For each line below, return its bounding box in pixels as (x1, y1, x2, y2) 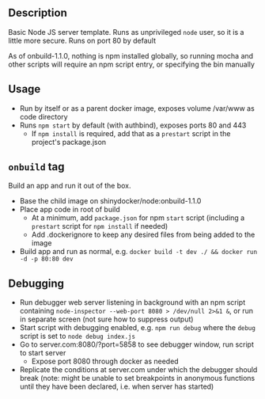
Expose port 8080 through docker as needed (31, 356, 180, 367)
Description (8, 6, 67, 20)
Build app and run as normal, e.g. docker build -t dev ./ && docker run (19, 247, 258, 256)
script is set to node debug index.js (19, 332, 136, 341)
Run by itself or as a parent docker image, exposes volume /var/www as (19, 103, 255, 113)
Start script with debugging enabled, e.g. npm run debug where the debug (19, 323, 256, 332)
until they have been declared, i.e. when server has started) (19, 382, 214, 391)
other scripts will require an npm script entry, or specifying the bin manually (8, 59, 256, 69)
